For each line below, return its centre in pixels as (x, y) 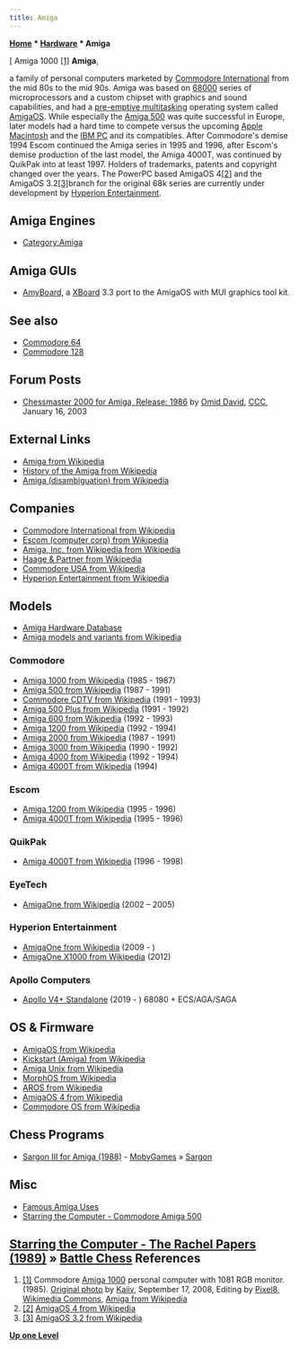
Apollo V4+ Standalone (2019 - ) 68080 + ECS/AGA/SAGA (129, 999)
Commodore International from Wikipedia (99, 530)
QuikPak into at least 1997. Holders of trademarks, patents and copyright (143, 164)
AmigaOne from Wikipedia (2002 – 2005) (98, 904)
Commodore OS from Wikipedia (81, 1106)
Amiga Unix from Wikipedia (73, 1068)
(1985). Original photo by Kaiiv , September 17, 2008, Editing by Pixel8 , (151, 1290)
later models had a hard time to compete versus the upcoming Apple (136, 126)
